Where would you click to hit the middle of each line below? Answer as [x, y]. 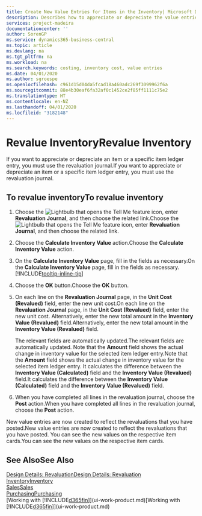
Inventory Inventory [30, 480]
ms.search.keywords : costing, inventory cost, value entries [84, 68]
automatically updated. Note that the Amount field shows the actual [99, 347]
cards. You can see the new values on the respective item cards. [85, 441]
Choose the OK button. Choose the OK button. [72, 285]
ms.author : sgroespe [32, 79]
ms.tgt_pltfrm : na [29, 57]
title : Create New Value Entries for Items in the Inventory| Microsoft [99, 12]
